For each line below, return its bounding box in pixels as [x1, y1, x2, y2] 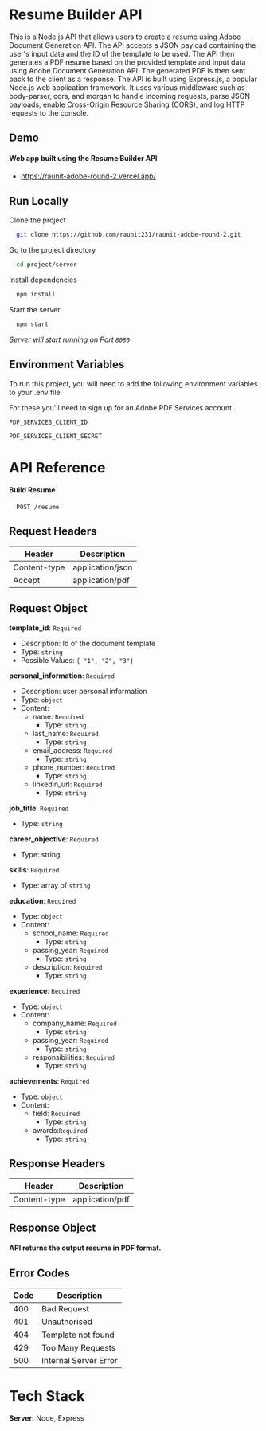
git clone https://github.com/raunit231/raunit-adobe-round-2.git [16, 231, 241, 239]
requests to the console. [9, 108, 89, 117]
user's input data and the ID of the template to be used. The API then [9, 49, 235, 58]
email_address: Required [32, 745, 113, 755]
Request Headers [9, 524, 97, 539]
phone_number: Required [32, 763, 115, 772]
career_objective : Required [9, 834, 99, 844]
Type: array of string [20, 880, 91, 890]
